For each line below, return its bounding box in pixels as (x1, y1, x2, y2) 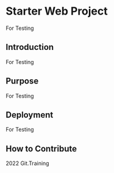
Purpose (5, 76, 39, 86)
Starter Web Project (5, 4, 108, 18)
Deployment (5, 110, 54, 120)
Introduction (5, 42, 54, 52)
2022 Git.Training (5, 160, 49, 167)
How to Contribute (5, 143, 77, 154)
